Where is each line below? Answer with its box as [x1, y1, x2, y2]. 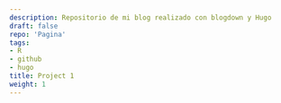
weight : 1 [9, 80, 47, 89]
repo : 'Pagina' [9, 30, 67, 39]
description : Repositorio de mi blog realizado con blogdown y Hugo [9, 13, 272, 22]
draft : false [9, 21, 59, 30]
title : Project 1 [9, 72, 75, 81]
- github [9, 55, 42, 64]
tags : [9, 38, 30, 47]
